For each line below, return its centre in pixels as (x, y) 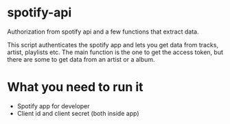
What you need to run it (75, 87)
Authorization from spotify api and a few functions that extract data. (103, 32)
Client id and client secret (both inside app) (78, 113)
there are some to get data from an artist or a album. (81, 59)
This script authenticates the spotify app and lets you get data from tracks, (113, 45)
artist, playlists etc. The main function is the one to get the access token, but (115, 52)
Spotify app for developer (54, 106)
